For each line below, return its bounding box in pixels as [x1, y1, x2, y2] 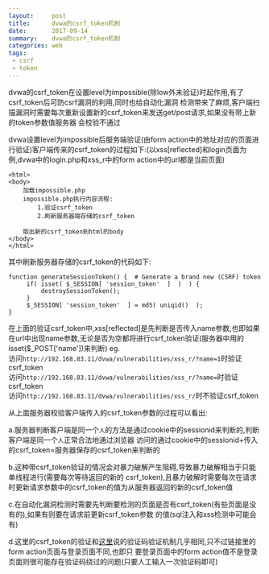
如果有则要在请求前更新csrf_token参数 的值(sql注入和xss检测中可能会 [27, 509, 257, 519]
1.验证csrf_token [37, 203, 93, 212]
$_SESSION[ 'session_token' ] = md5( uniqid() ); [26, 301, 204, 309]
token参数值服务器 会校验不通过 [14, 118, 121, 127]
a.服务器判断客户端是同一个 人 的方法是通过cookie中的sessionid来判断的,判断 [8, 424, 260, 435]
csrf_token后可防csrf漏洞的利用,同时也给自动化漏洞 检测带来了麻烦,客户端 [8, 97, 253, 107]
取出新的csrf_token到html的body [23, 227, 124, 236]
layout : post [8, 11, 67, 20]
